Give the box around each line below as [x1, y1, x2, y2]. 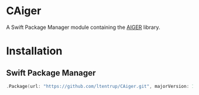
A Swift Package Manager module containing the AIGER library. [6, 24, 161, 31]
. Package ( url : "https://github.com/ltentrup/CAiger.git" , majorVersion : [6, 83, 190, 89]
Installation [6, 44, 63, 58]
